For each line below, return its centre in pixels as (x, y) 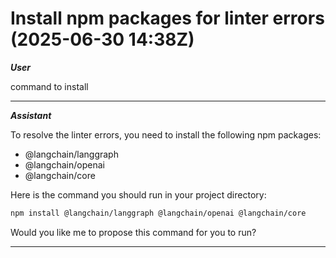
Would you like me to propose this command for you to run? (133, 232)
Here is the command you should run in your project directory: (138, 194)
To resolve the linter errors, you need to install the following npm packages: (166, 134)
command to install (49, 86)
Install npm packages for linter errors (167, 18)
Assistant (31, 115)
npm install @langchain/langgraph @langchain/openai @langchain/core (158, 213)
